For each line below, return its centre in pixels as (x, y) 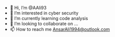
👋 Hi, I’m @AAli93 (28, 8)
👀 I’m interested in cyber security (44, 13)
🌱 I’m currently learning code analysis (49, 18)
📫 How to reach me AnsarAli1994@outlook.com (60, 29)
